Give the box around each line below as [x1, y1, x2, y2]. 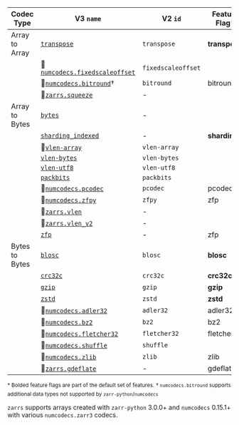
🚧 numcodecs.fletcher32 [40, 329, 119, 338]
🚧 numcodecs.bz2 [40, 317, 93, 327]
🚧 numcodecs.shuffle [40, 340, 108, 350]
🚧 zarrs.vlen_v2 [40, 218, 93, 227]
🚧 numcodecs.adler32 [40, 306, 108, 315]
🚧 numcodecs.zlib [40, 352, 97, 362]
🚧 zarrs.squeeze [40, 90, 93, 99]
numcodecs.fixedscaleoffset [40, 68, 136, 76]
